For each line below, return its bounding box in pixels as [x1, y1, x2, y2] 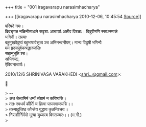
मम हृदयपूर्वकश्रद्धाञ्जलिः [5, 45, 41, 51]
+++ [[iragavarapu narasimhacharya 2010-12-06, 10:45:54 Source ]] [5, 14, 142, 19]
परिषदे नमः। [5, 23, 24, 29]
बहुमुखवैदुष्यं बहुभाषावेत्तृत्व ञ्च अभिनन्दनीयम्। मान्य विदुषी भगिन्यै [5, 40, 102, 45]
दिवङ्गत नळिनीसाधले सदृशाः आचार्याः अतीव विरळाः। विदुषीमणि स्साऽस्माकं [5, 29, 118, 34]
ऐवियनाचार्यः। [5, 62, 26, 67]
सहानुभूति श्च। [5, 51, 28, 56]
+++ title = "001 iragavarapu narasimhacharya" [5, 4, 100, 10]
